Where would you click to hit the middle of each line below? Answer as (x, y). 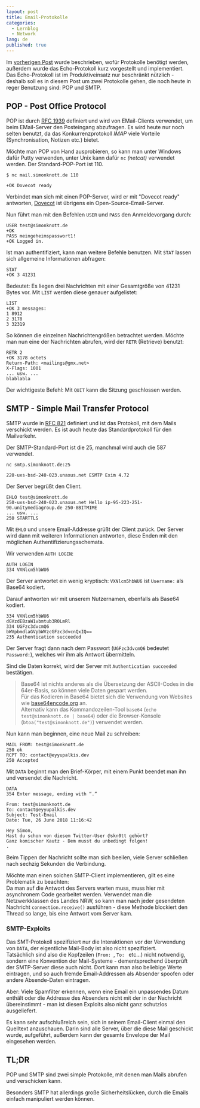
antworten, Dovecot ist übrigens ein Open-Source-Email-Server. (85, 203)
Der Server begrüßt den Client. (44, 486)
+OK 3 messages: (26, 309)
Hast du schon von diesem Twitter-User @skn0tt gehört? (77, 836)
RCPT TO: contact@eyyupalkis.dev (48, 755)
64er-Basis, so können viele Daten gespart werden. (84, 690)
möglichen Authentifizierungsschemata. (55, 542)
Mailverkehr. (21, 436)
